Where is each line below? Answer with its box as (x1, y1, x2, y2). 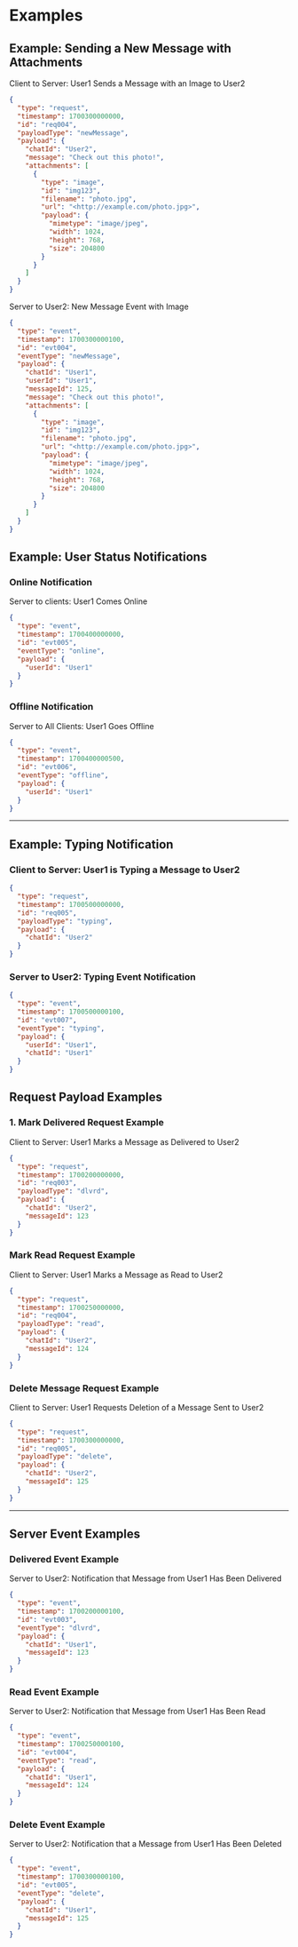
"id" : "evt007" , (17, 1015, 77, 1024)
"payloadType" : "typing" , (17, 917, 114, 926)
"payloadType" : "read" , (17, 1320, 105, 1329)
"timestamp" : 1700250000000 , (17, 1303, 125, 1312)
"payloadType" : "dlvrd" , (17, 1187, 109, 1196)
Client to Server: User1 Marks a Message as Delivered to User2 (9, 1136, 239, 1147)
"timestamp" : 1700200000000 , (17, 1170, 125, 1180)
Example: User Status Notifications (9, 550, 208, 565)
